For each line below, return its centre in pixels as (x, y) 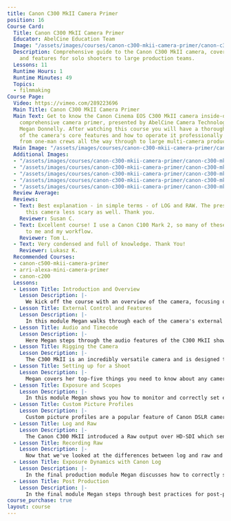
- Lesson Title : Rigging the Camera (66, 347)
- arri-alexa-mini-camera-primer (61, 269)
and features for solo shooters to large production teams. (107, 59)
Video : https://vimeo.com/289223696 (66, 103)
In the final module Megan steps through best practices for (115, 494)
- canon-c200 (32, 276)
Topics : (24, 84)
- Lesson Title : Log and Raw (55, 423)
